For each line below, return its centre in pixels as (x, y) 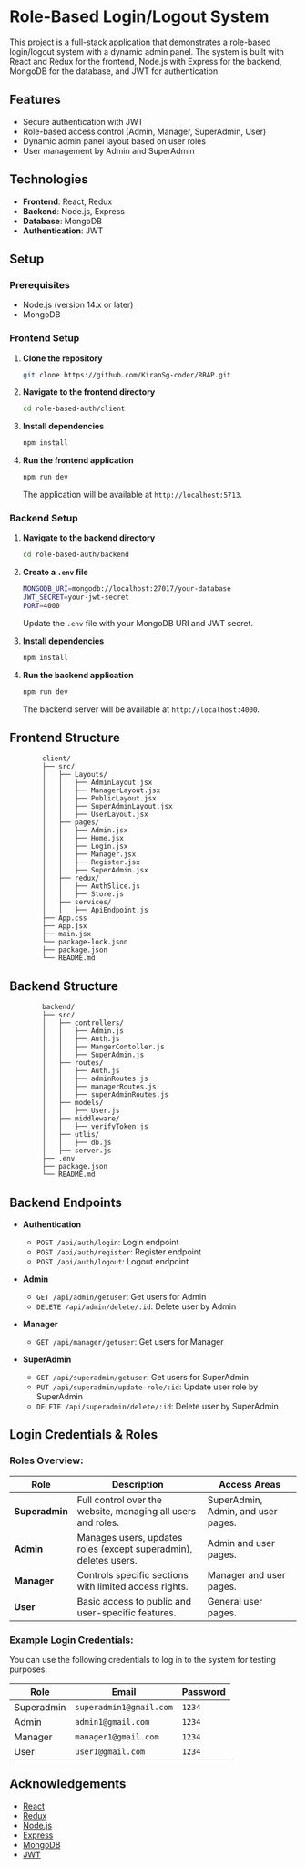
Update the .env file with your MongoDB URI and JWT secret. (138, 623)
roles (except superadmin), (135, 1549)
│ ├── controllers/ (83, 1023)
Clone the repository (62, 358)
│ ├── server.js (77, 1151)
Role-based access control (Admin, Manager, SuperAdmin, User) (144, 131)
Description (138, 1484)
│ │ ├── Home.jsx (83, 839)
